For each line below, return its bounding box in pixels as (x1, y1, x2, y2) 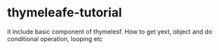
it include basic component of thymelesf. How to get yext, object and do (7, 27, 213, 36)
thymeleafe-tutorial (7, 5, 122, 21)
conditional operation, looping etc (7, 34, 103, 42)
